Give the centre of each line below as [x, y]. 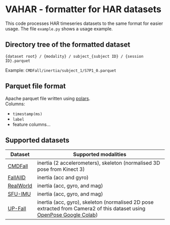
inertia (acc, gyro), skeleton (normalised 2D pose [95, 202]
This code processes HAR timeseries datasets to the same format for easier [84, 23]
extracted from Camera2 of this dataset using [91, 209]
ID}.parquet [18, 61]
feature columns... [31, 124]
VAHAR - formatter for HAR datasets [83, 9]
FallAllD [17, 177]
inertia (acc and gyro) [63, 177]
